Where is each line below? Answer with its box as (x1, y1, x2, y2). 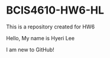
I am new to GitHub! (6, 46, 54, 53)
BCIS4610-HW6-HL (6, 4, 105, 17)
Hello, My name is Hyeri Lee (6, 34, 75, 41)
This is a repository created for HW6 (6, 23, 95, 30)
